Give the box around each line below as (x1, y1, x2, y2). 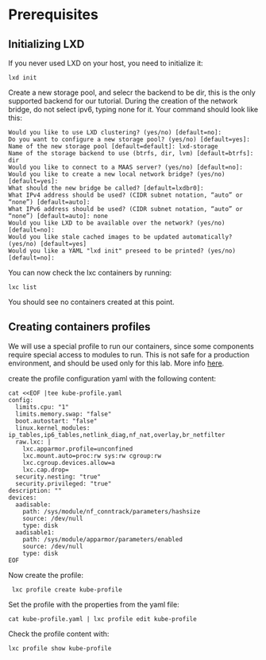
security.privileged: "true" (15, 479, 112, 487)
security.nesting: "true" (15, 472, 102, 481)
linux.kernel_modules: (15, 424, 91, 432)
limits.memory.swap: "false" (15, 410, 112, 418)
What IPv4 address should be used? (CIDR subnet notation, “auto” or (8, 191, 244, 199)
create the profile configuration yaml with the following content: (8, 373, 217, 383)
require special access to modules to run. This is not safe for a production (8, 350, 250, 359)
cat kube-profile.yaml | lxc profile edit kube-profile (8, 615, 197, 623)
